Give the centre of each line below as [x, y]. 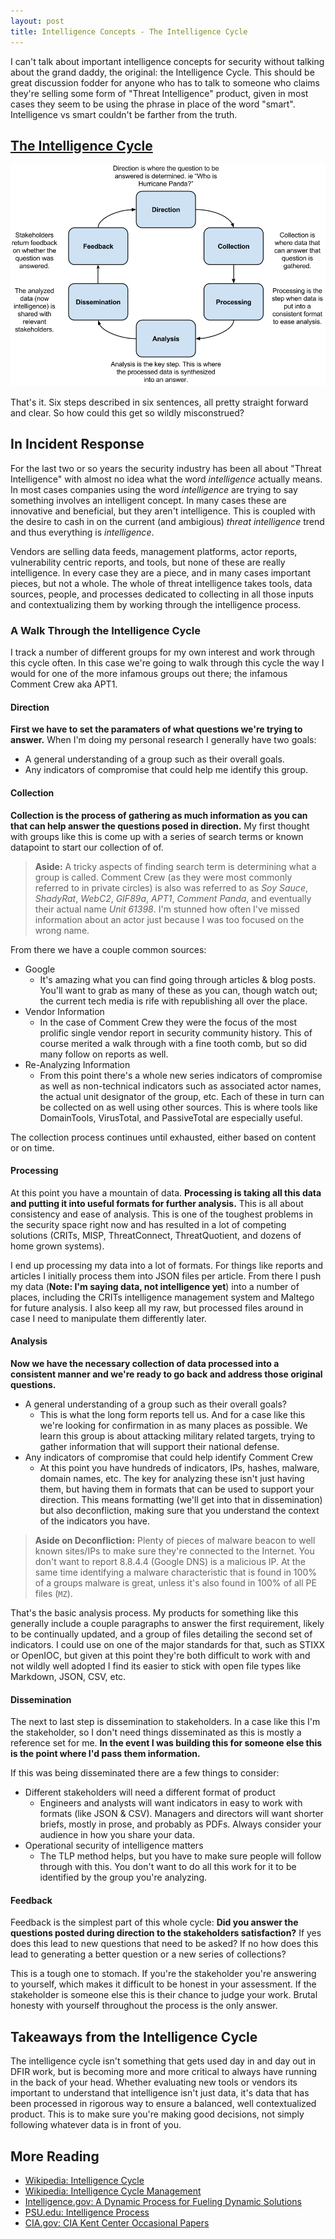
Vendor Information [64, 1011]
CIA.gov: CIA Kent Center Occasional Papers [117, 2222]
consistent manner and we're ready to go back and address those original [166, 1374]
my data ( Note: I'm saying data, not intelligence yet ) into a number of [155, 1286]
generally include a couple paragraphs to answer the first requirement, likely [167, 1623]
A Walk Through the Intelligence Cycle [105, 630]
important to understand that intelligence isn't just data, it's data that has [160, 2093]
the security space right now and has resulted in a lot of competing [148, 1224]
